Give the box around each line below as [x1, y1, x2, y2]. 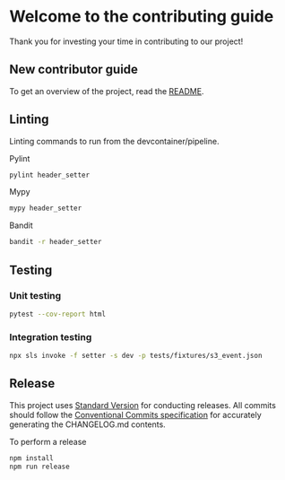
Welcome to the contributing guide [9, 6, 274, 27]
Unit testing [9, 289, 62, 301]
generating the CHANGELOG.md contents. [9, 419, 166, 430]
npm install [9, 453, 54, 463]
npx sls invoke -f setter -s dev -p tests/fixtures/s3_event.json [9, 352, 263, 361]
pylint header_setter [9, 170, 91, 179]
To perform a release [9, 436, 87, 447]
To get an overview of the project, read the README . [9, 85, 204, 96]
